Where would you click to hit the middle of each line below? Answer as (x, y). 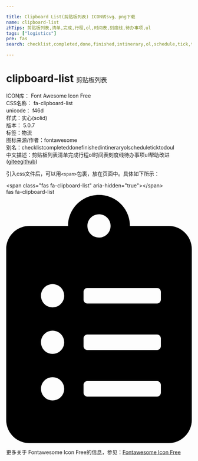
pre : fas (17, 39)
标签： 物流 (19, 132)
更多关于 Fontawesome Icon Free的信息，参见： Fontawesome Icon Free (93, 452)
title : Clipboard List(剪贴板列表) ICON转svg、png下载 (71, 17)
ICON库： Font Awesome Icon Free (49, 96)
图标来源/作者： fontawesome (42, 140)
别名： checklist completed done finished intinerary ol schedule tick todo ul (90, 147)
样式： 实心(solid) (27, 118)
